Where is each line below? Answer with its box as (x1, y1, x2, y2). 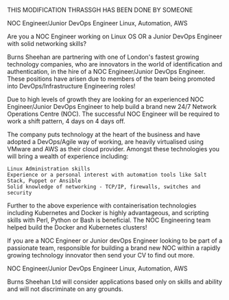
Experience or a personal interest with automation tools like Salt (7, 171, 207, 178)
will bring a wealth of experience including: (7, 152, 129, 160)
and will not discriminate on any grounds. (7, 285, 123, 293)
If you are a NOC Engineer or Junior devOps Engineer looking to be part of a (7, 236, 223, 245)
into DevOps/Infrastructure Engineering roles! (7, 82, 136, 90)
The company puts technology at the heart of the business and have (7, 130, 201, 138)
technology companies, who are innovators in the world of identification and (7, 60, 223, 68)
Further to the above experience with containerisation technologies (7, 201, 197, 210)
